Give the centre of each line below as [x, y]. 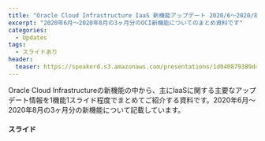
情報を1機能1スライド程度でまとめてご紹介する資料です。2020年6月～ [142, 100]
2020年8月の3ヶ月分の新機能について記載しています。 [97, 109]
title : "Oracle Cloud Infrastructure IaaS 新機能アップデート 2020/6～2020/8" [135, 15]
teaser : [28, 67]
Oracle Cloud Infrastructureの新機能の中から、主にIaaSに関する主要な [122, 90]
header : [21, 60]
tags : [17, 45]
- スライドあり [37, 52]
